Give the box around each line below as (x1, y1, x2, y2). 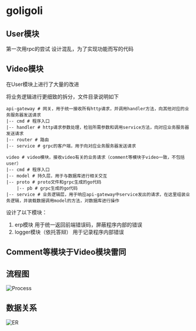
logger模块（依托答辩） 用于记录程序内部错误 (14, 228, 125, 235)
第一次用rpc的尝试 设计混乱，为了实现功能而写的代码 (6, 46, 133, 52)
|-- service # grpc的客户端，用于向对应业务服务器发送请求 (6, 143, 136, 149)
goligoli (6, 4, 43, 18)
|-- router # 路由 (6, 137, 49, 142)
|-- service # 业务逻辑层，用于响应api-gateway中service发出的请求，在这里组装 (6, 191, 186, 197)
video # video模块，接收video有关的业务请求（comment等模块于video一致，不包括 (6, 154, 185, 160)
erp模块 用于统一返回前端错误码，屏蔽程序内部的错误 (14, 221, 142, 228)
